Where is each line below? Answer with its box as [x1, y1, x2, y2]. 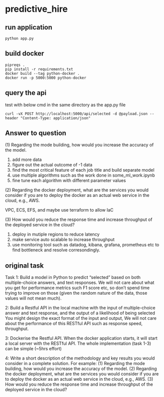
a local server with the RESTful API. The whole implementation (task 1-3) [5, 340, 151, 346]
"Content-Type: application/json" [20, 116, 91, 121]
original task [5, 261, 44, 270]
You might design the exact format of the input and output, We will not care [5, 315, 157, 321]
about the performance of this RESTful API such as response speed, [5, 321, 143, 327]
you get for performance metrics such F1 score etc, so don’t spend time [5, 285, 150, 291]
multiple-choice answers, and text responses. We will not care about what [5, 279, 155, 286]
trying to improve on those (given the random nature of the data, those [5, 290, 148, 296]
